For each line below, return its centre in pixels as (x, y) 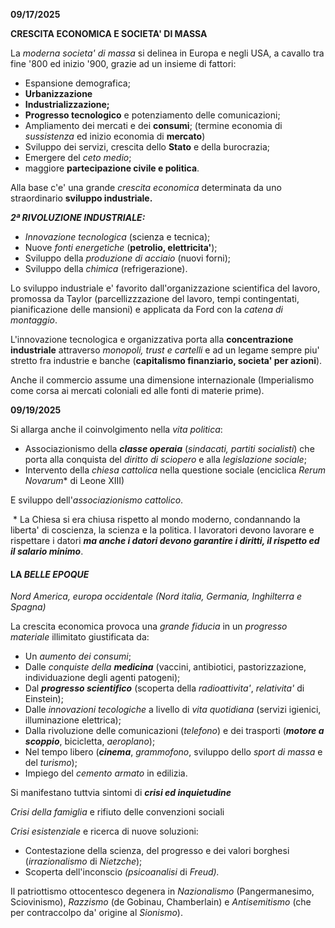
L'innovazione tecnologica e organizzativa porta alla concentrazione (152, 339)
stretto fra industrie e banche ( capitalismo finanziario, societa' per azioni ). (166, 360)
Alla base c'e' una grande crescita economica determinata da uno (146, 187)
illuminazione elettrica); (73, 720)
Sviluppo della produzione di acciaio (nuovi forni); (128, 258)
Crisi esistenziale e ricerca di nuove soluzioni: (104, 831)
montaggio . (34, 320)
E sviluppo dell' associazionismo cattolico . (97, 500)
